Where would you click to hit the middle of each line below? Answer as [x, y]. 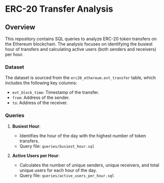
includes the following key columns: [41, 83]
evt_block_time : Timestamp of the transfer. [56, 92]
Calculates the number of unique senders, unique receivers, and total [89, 165]
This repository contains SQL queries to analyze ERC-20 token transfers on [81, 39]
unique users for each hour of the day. [58, 170]
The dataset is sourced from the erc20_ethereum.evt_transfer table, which [80, 78]
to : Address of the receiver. [40, 103]
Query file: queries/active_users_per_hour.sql [67, 175]
